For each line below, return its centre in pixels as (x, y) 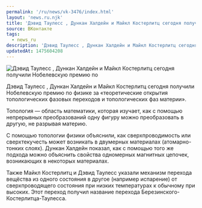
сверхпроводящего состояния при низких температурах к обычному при (101, 185)
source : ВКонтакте (29, 29)
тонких (15, 148)
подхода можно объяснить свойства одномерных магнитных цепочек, (98, 154)
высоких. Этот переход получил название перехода (73, 192)
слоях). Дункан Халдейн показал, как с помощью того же (99, 148)
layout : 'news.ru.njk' (35, 17)
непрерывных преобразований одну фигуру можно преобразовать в (95, 117)
